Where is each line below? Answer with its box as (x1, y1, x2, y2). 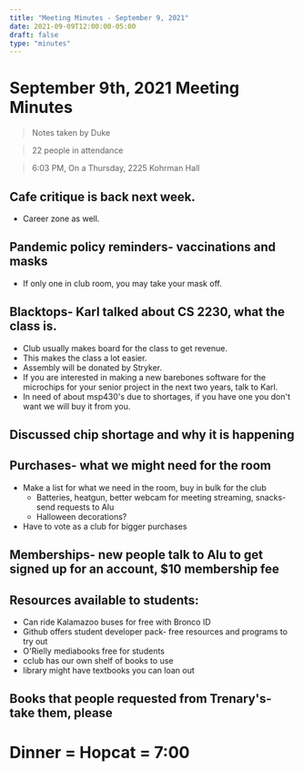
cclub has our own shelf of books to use (22, 655, 174, 666)
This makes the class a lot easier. (22, 352, 147, 363)
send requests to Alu (35, 502, 115, 512)
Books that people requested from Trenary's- (9, 691, 272, 706)
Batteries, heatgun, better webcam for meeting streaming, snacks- (35, 492, 287, 502)
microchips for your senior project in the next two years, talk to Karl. (22, 381, 278, 392)
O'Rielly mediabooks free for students (22, 645, 166, 656)
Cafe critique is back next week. (9, 188, 196, 205)
